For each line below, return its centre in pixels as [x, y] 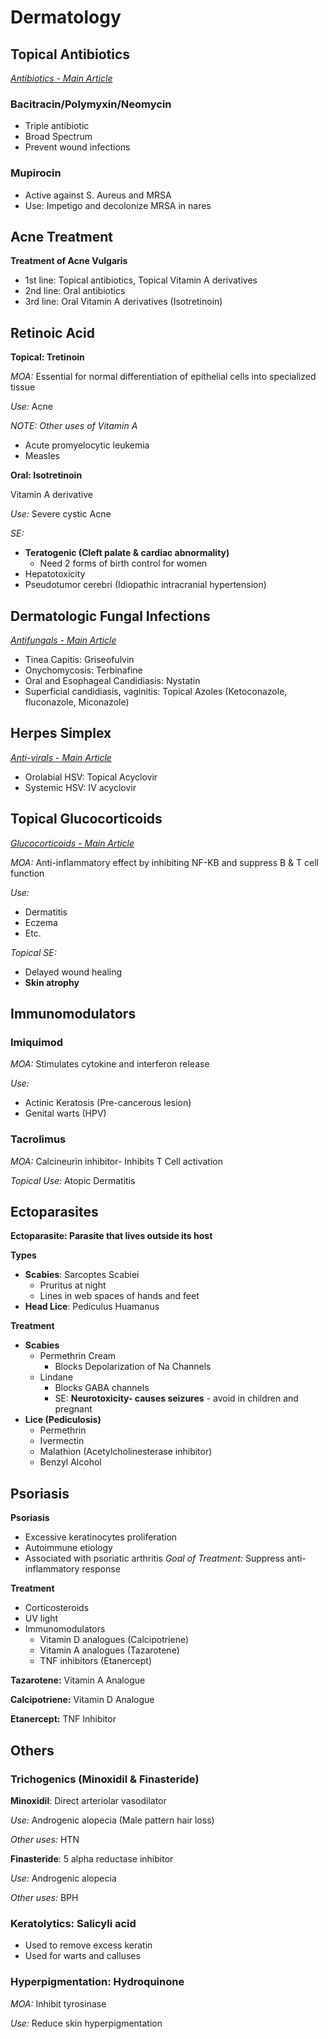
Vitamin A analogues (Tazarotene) [109, 1650]
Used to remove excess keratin [88, 1945]
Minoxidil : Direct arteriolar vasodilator [88, 1800]
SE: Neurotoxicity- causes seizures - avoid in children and [176, 1398]
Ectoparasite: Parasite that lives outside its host [111, 1236]
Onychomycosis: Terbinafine [83, 670]
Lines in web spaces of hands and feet [119, 1296]
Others [32, 1750]
